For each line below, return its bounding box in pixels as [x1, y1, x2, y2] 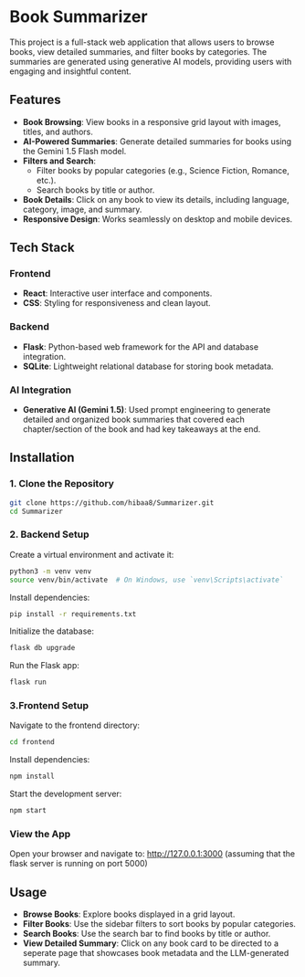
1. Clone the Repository [9, 478, 114, 490]
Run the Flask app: [9, 660, 80, 671]
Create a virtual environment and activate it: [9, 549, 174, 560]
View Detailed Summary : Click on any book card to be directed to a [22, 938, 279, 949]
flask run [9, 678, 47, 687]
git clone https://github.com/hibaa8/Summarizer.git [9, 498, 215, 508]
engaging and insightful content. [9, 66, 131, 77]
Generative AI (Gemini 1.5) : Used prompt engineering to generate [22, 404, 271, 415]
